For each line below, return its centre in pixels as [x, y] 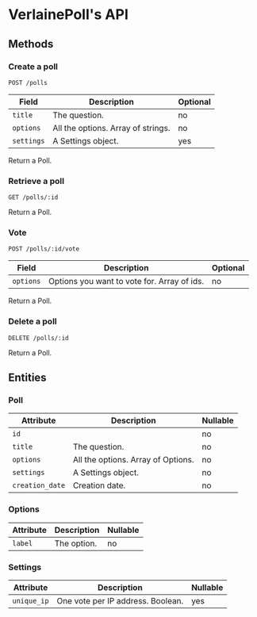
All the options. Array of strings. [111, 128]
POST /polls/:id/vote [44, 249]
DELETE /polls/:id [38, 338]
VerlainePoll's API [69, 15]
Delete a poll [33, 321]
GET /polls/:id [33, 197]
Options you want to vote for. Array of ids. [127, 282]
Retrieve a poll [36, 181]
